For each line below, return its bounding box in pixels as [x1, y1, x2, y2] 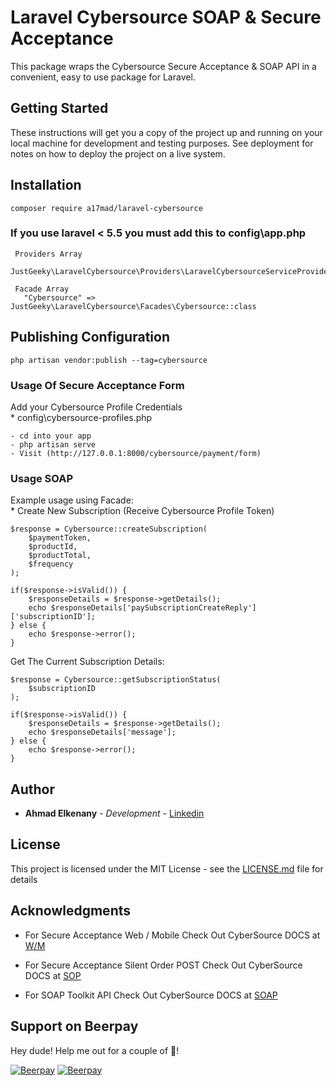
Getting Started [10, 100, 109, 117]
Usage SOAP [10, 471, 74, 485]
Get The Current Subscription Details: [10, 656, 165, 668]
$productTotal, [28, 551, 92, 561]
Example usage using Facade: [10, 494, 134, 506]
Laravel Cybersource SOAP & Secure [10, 6, 322, 29]
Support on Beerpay [10, 1018, 139, 1035]
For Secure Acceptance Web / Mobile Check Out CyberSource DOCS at [24, 929, 321, 941]
